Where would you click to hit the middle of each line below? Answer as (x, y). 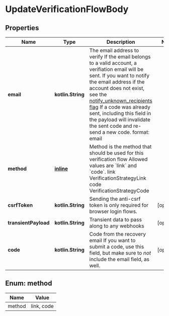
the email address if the (117, 82)
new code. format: (128, 132)
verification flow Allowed (118, 159)
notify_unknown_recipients (121, 101)
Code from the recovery (117, 234)
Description (121, 42)
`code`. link (102, 172)
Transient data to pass (116, 220)
